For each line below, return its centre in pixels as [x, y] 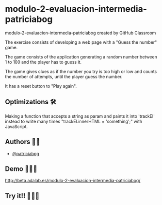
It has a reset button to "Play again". [41, 86]
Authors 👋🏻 [23, 142]
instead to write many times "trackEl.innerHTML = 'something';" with [74, 121]
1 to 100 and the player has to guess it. [43, 62]
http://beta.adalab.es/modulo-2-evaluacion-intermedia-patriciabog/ [73, 181]
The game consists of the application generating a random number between [81, 56]
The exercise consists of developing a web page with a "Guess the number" [81, 42]
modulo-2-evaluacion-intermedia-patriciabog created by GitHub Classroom [81, 33]
